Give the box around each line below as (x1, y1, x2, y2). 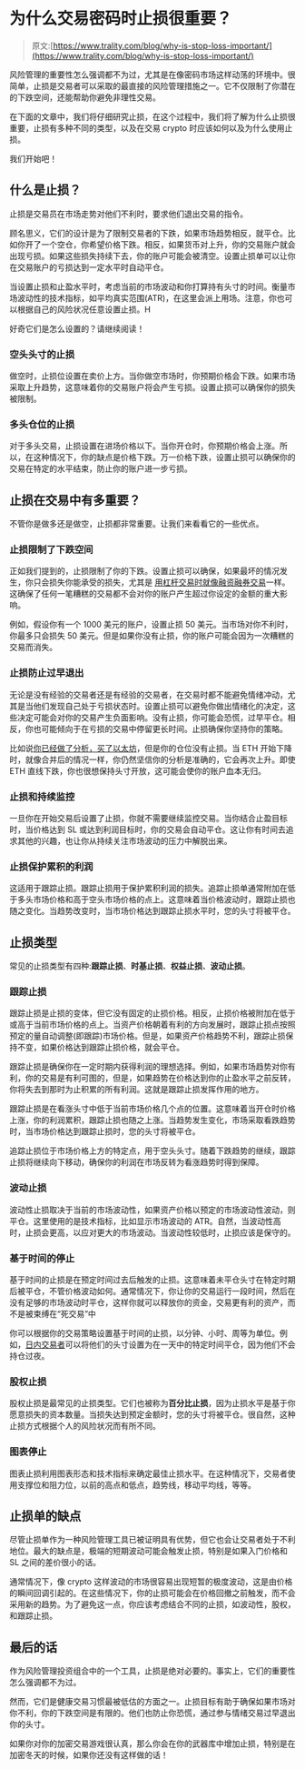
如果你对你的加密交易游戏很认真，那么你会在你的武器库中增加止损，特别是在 (9, 1738, 296, 1749)
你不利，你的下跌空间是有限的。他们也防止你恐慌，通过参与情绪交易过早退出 (9, 1707, 296, 1719)
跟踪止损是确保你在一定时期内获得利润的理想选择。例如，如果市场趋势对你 (9, 1061, 288, 1072)
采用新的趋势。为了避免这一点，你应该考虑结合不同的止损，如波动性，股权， (9, 1599, 296, 1610)
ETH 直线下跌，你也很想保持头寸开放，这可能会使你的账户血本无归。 (9, 765, 266, 776)
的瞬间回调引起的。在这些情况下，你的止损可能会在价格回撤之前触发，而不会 (9, 1588, 296, 1599)
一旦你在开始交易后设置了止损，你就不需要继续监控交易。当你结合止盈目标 (9, 813, 288, 824)
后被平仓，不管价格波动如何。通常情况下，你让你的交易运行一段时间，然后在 (9, 1286, 296, 1297)
